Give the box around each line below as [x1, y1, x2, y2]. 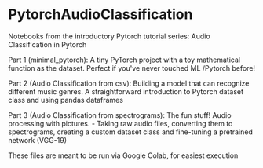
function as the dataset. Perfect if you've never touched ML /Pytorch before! [8, 63, 256, 72]
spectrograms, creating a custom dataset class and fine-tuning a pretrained [8, 127, 254, 137]
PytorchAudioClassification [8, 5, 193, 24]
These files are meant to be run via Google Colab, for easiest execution [8, 151, 239, 160]
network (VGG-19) [8, 135, 68, 144]
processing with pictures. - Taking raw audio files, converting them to [8, 119, 233, 128]
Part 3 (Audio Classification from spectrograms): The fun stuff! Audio [8, 110, 232, 119]
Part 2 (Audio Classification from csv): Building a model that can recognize [8, 79, 250, 88]
